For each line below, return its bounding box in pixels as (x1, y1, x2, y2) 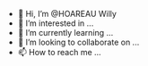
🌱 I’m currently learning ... (17, 28, 114, 37)
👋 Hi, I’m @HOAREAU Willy (17, 9, 117, 19)
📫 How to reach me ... (17, 47, 101, 57)
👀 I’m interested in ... (17, 18, 94, 29)
